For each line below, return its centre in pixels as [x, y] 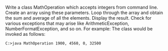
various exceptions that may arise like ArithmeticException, [67, 23]
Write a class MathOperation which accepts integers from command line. [82, 7]
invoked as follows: [25, 34]
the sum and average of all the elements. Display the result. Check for [78, 18]
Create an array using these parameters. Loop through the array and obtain [84, 13]
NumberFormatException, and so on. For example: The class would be [79, 29]
